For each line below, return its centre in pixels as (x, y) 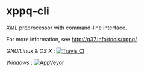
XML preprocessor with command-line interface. (67, 28)
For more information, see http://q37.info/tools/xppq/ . (72, 39)
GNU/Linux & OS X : (31, 51)
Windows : (20, 62)
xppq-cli (28, 11)
